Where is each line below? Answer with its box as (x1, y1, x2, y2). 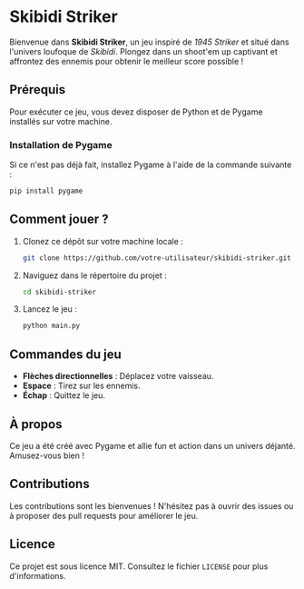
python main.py (22, 321, 81, 331)
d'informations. (9, 570, 66, 581)
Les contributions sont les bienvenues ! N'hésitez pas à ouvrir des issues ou (9, 500, 294, 511)
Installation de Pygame (9, 138, 113, 151)
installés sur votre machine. (9, 115, 113, 126)
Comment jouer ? (9, 212, 109, 227)
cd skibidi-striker (22, 287, 97, 296)
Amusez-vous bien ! (9, 450, 84, 461)
